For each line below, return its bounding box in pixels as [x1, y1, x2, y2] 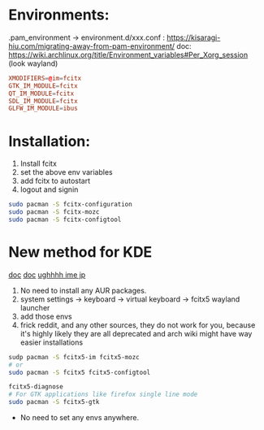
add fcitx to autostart [19, 176, 91, 186]
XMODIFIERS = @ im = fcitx [8, 74, 82, 82]
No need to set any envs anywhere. [19, 413, 140, 423]
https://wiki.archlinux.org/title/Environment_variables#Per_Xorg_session [8, 50, 249, 59]
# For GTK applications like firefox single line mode [8, 390, 198, 399]
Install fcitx [19, 159, 57, 168]
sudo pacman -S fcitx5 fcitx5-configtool [8, 368, 151, 376]
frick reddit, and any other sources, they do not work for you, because [19, 319, 256, 330]
